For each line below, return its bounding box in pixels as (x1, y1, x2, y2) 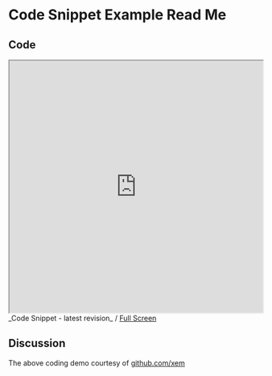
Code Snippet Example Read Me (8, 6, 227, 24)
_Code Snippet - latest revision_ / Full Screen (8, 313, 157, 323)
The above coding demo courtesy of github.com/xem (8, 357, 185, 368)
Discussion (8, 336, 66, 350)
